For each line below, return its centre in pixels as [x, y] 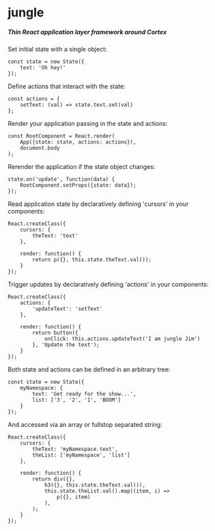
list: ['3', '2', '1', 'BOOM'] [77, 400]
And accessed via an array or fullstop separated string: [85, 425]
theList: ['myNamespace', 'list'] [81, 455]
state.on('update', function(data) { [61, 179]
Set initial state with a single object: [58, 49]
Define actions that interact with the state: [67, 86]
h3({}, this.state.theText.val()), [95, 485]
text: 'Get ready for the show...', [84, 394]
